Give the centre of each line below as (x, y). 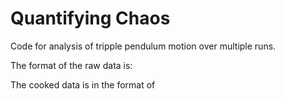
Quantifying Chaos (90, 18)
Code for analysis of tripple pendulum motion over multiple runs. (143, 46)
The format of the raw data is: (71, 65)
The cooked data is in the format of (83, 84)
